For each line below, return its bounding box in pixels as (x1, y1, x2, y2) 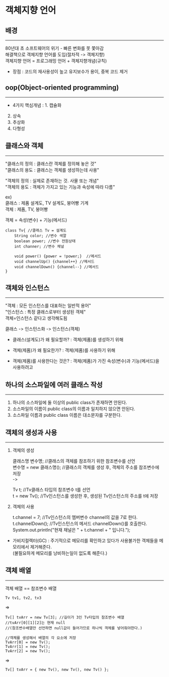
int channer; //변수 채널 (14, 244, 64, 249)
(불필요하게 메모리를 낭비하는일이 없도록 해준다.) (12, 550, 108, 556)
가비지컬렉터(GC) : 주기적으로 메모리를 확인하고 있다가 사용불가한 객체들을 (12, 538, 158, 544)
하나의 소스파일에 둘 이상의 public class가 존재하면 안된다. (12, 400, 127, 406)
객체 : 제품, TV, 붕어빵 (5, 206, 48, 212)
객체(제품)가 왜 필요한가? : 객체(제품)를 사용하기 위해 (12, 347, 116, 353)
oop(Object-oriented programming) (5, 84, 119, 92)
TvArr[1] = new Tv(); (5, 644, 51, 649)
